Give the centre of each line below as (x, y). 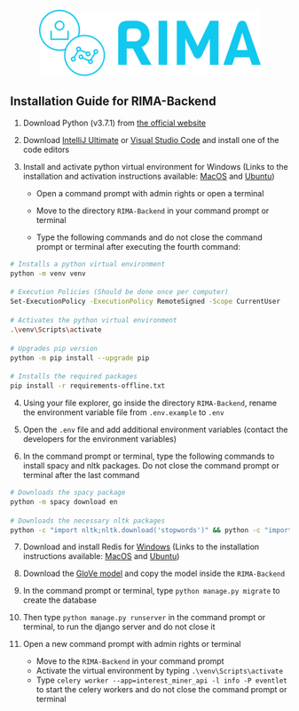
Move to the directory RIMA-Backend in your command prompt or (153, 211)
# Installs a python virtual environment (88, 264)
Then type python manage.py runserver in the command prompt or (144, 618)
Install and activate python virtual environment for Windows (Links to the (155, 166)
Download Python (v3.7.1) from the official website (114, 123)
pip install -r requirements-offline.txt (88, 386)
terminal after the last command (81, 475)
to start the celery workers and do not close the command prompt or (161, 690)
